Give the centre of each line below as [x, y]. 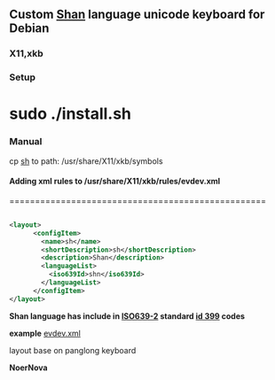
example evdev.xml [45, 333]
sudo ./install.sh [70, 114]
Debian [29, 29]
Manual [26, 142]
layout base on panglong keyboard [73, 350]
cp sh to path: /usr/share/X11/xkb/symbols [86, 161]
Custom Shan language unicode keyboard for [137, 15]
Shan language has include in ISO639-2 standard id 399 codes [127, 316]
